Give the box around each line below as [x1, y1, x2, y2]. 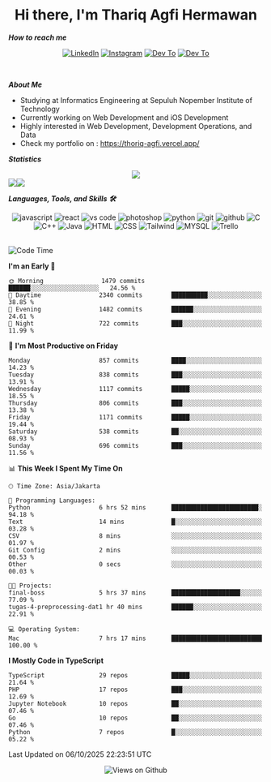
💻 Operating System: [8, 625, 81, 634]
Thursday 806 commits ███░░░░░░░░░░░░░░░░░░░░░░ [8, 399, 263, 407]
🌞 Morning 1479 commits [8, 277, 146, 285]
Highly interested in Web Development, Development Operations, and [19, 121, 252, 131]
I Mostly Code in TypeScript [8, 655, 104, 665]
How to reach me [8, 32, 67, 42]
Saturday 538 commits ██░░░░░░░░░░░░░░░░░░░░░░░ [8, 428, 263, 436]
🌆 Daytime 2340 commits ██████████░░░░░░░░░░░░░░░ [8, 290, 263, 299]
